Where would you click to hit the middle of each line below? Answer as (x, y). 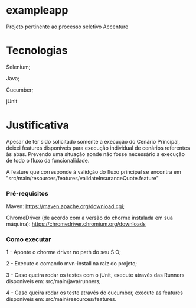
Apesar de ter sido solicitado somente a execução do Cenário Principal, (93, 141)
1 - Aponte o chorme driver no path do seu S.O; (63, 252)
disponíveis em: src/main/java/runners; (54, 281)
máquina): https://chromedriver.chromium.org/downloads (76, 224)
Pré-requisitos (27, 193)
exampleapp (37, 10)
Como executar (29, 239)
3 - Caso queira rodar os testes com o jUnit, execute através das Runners (95, 275)
